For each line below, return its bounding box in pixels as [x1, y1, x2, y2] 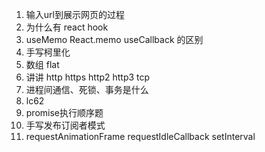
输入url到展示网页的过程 [25, 9, 125, 20]
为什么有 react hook [25, 21, 109, 33]
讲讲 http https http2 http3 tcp [25, 71, 151, 83]
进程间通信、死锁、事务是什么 [25, 84, 149, 95]
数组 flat [25, 59, 60, 70]
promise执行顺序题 [25, 107, 104, 118]
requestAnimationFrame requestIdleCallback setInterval [25, 131, 256, 142]
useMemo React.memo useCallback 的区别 [25, 34, 204, 45]
